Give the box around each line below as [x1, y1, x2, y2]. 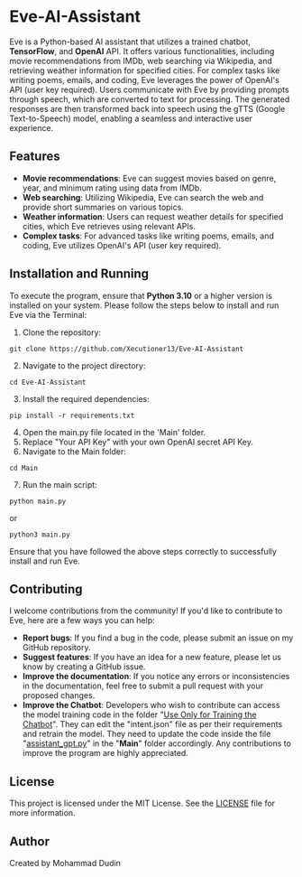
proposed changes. [22, 690, 96, 701]
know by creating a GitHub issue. [22, 661, 146, 672]
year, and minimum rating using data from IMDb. [22, 182, 203, 193]
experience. [9, 122, 54, 133]
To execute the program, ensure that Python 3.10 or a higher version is [9, 290, 273, 301]
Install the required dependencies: [22, 393, 151, 404]
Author [9, 834, 50, 849]
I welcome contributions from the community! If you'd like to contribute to [9, 605, 283, 616]
